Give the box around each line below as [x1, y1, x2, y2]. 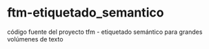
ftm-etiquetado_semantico [7, 5, 164, 21]
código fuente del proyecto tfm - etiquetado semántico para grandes [7, 28, 203, 36]
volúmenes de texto [7, 35, 63, 43]
